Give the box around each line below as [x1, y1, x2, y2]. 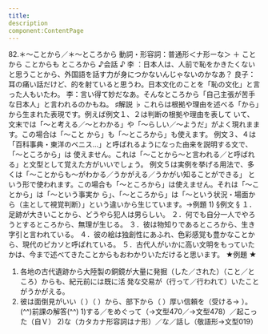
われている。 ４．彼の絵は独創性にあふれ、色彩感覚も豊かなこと [35, 230, 248, 239]
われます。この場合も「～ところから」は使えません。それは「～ [42, 179, 253, 189]
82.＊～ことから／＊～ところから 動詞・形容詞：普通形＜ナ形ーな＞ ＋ [8, 50, 241, 59]
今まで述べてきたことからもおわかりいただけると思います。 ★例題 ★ [29, 250, 258, 260]
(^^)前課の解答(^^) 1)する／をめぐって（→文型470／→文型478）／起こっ [19, 307, 258, 316]
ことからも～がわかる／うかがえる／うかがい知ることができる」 [35, 170, 246, 179]
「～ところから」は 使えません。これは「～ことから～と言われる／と [8, 150, 234, 159]
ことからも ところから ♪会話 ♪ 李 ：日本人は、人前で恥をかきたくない [23, 59, 256, 69]
